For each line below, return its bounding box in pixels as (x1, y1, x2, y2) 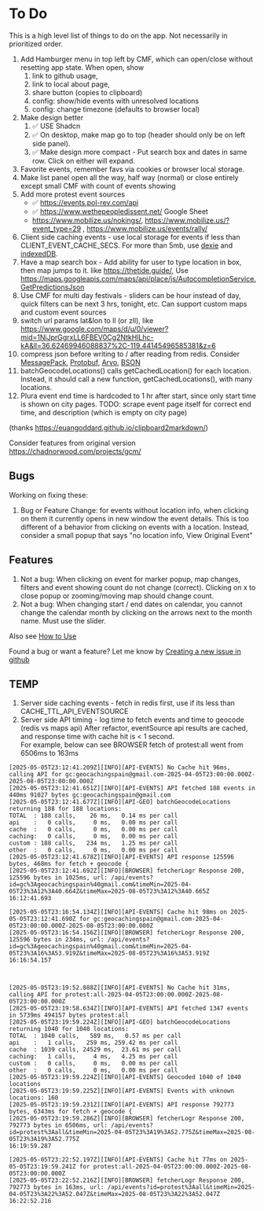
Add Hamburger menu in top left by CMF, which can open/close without (20, 54, 254, 64)
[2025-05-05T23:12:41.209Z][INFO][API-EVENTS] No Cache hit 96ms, (9, 764, 231, 771)
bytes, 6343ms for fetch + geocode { (9, 1108, 133, 1116)
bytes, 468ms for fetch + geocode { (9, 860, 129, 868)
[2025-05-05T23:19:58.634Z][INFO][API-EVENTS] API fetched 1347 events (9, 1004, 248, 1013)
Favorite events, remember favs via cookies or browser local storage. (20, 164, 245, 174)
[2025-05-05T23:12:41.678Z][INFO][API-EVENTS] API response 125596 (9, 853, 235, 861)
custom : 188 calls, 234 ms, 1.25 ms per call (9, 839, 178, 848)
